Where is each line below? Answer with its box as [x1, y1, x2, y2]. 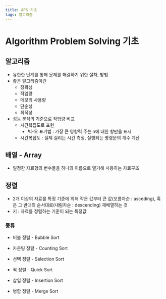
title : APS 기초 [5, 7, 37, 13]
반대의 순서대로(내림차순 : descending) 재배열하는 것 [23, 202, 128, 208]
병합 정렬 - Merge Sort [12, 288, 59, 294]
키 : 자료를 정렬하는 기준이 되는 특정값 [12, 208, 87, 215]
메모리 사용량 [20, 96, 46, 103]
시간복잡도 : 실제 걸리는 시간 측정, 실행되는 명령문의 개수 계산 [20, 134, 140, 140]
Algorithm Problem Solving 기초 [5, 35, 139, 47]
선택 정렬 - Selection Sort [12, 256, 65, 262]
